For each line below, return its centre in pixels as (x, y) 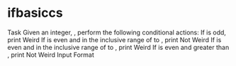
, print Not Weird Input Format (51, 55)
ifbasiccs (35, 13)
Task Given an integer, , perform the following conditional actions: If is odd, (117, 32)
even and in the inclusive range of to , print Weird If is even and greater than (118, 47)
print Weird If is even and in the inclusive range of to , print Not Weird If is (114, 39)
